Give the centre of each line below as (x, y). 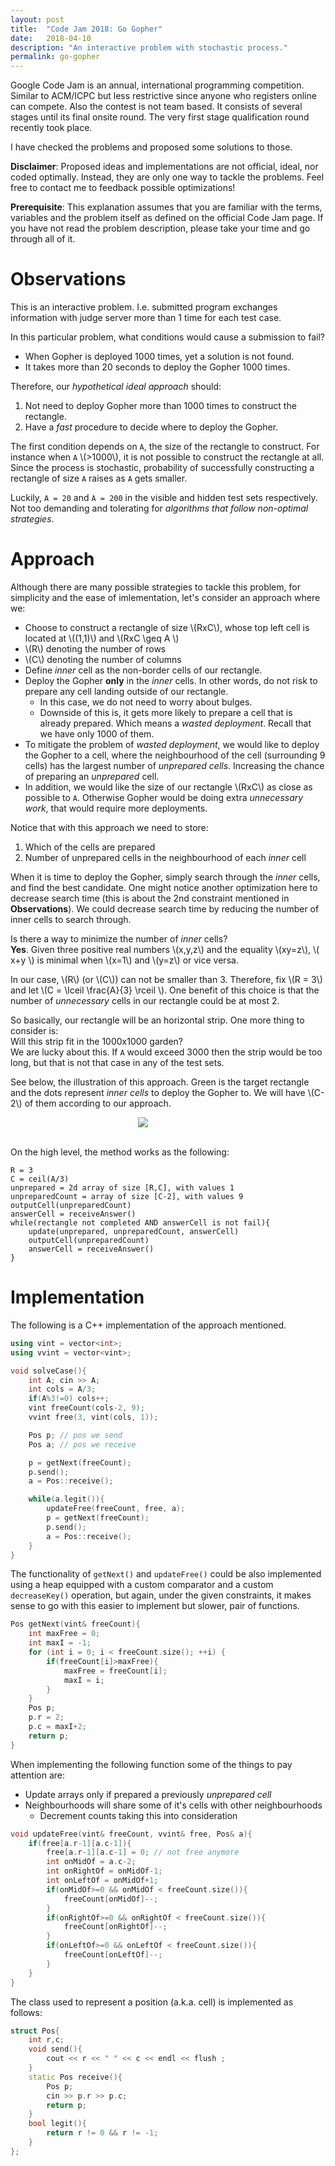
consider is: (34, 1030)
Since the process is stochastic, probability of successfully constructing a (162, 468)
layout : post (37, 19)
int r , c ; (46, 2040)
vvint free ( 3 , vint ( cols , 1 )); (93, 1417)
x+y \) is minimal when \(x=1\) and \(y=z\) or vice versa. (124, 960)
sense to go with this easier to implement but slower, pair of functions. (155, 1606)
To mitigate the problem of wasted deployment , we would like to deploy (172, 744)
